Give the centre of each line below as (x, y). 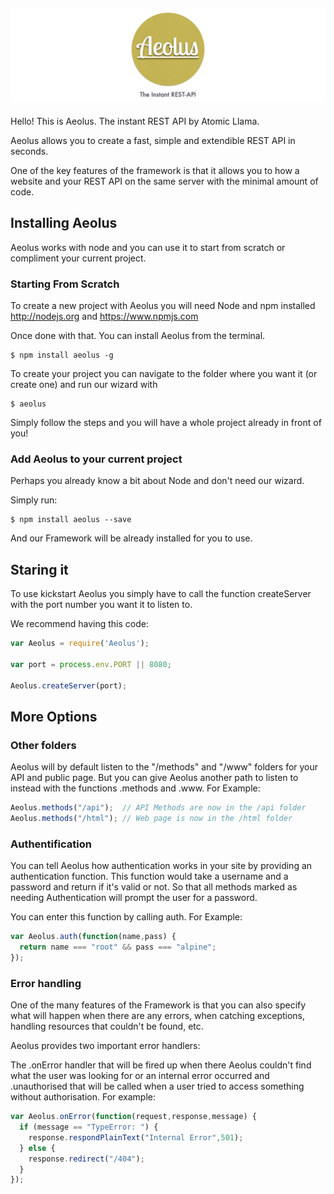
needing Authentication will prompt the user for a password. (134, 898)
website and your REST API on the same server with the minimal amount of (164, 181)
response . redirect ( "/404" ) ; (86, 1159)
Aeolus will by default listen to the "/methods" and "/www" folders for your (164, 767)
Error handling (46, 983)
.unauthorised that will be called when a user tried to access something (157, 1086)
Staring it (39, 569)
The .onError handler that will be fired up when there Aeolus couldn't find (161, 1065)
